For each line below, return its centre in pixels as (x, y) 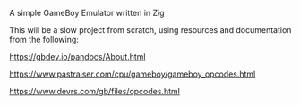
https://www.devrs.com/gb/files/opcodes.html (95, 91)
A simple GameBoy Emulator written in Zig (87, 13)
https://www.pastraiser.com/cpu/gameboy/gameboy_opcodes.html (133, 74)
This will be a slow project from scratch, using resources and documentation (150, 30)
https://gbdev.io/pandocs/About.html (77, 57)
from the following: (44, 40)
